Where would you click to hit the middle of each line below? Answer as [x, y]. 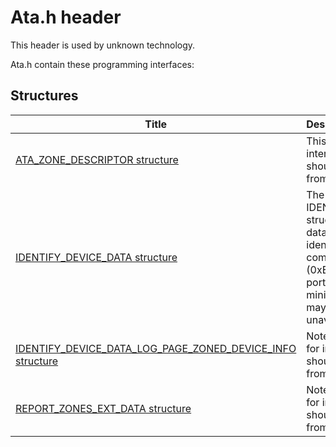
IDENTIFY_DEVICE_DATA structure [96, 257]
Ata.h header [66, 17]
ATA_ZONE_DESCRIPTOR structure [97, 159]
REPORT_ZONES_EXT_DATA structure [103, 408]
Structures [44, 96]
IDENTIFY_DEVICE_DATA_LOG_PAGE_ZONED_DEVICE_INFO [156, 348]
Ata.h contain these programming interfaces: [102, 64]
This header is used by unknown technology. [103, 45]
